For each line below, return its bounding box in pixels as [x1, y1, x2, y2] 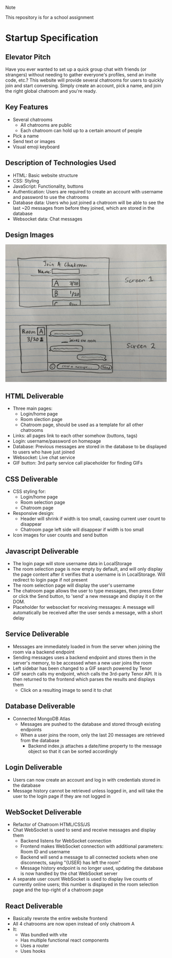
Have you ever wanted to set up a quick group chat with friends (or [5, 66, 147, 72]
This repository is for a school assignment [5, 14, 94, 20]
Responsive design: [12, 510, 55, 516]
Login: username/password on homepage [12, 438, 101, 444]
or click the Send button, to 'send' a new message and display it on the [12, 593, 163, 600]
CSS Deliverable [5, 474, 58, 484]
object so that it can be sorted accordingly [28, 748, 118, 754]
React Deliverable [5, 902, 63, 910]
